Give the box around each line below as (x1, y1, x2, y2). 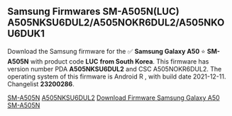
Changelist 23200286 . (7, 79, 74, 88)
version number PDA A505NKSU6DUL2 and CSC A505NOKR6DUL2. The (7, 64, 222, 73)
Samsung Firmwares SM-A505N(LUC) (7, 6, 179, 18)
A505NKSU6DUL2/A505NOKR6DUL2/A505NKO (7, 17, 225, 29)
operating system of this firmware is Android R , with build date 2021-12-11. (7, 72, 226, 81)
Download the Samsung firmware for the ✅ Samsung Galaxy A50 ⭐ (7, 47, 206, 55)
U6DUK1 (7, 28, 45, 40)
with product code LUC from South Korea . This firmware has (30, 57, 209, 66)
